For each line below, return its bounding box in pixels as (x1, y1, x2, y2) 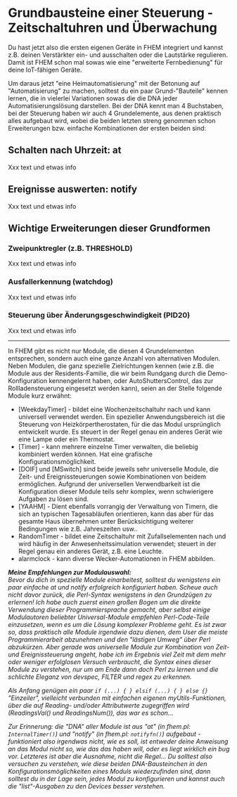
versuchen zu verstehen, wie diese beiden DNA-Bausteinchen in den (8, 759, 207, 767)
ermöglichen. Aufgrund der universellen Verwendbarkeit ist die (18, 479, 201, 488)
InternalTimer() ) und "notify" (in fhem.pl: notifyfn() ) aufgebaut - (8, 730, 201, 738)
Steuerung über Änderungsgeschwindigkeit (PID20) (8, 311, 191, 320)
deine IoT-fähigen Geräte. (8, 65, 82, 74)
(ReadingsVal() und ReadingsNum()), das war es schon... (8, 708, 174, 717)
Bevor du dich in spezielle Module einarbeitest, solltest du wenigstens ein (8, 575, 221, 584)
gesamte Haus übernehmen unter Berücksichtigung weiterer (18, 517, 194, 525)
